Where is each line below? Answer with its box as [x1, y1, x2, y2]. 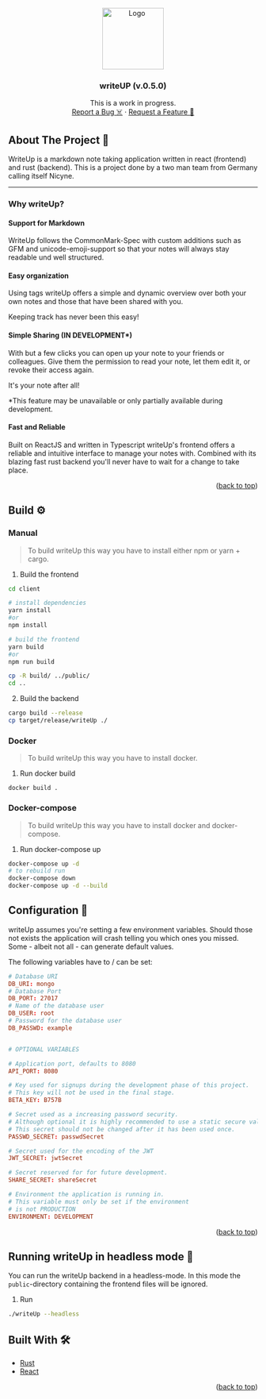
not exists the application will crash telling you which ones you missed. [8, 933, 239, 942]
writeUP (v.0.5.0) [99, 80, 167, 91]
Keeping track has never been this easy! [8, 312, 139, 322]
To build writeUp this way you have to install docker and [27, 820, 211, 830]
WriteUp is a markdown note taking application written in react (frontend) [8, 154, 247, 164]
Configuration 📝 [8, 904, 89, 917]
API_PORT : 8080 [8, 1067, 59, 1075]
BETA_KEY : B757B [8, 1096, 62, 1104]
